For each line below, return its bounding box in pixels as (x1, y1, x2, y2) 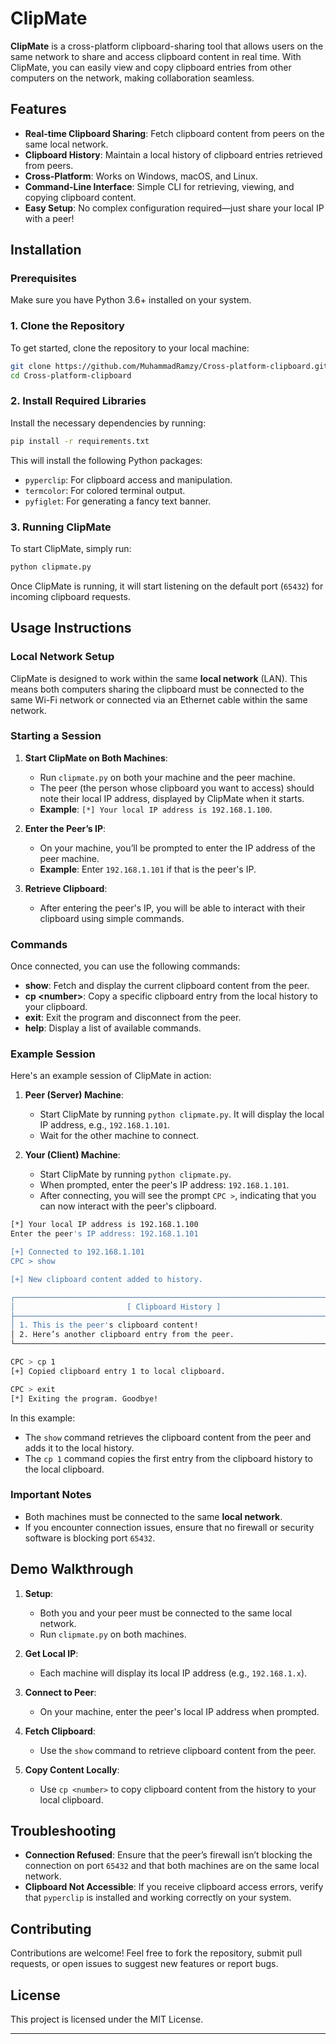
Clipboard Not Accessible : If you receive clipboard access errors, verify (24, 1881, 324, 1893)
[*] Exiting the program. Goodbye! (10, 1393, 159, 1404)
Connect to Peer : (24, 1686, 97, 1698)
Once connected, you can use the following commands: (10, 960, 241, 972)
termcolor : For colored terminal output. (24, 484, 186, 496)
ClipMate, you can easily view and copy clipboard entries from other (10, 61, 292, 73)
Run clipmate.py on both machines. (39, 1628, 187, 1640)
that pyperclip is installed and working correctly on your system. (24, 1892, 292, 1904)
